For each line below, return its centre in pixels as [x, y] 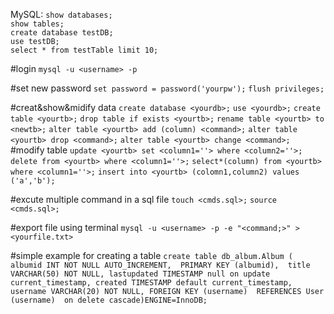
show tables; [37, 24]
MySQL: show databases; [61, 14]
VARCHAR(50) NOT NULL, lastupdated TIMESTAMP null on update [140, 274]
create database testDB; [62, 33]
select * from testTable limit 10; [84, 50]
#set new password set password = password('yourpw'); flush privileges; [167, 88]
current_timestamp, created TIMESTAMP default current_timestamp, [151, 283]
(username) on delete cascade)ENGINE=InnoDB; [109, 300]
